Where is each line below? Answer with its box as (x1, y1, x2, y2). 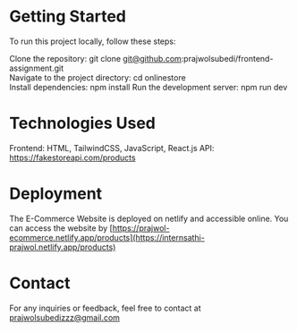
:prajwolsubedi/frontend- (181, 53, 274, 64)
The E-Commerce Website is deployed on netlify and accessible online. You (9, 213, 289, 224)
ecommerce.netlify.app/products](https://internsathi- (9, 232, 206, 243)
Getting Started (9, 6, 127, 27)
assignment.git (9, 63, 64, 73)
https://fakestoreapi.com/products (9, 152, 136, 163)
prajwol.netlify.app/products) (9, 242, 116, 252)
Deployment (9, 183, 103, 204)
